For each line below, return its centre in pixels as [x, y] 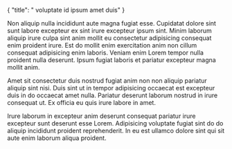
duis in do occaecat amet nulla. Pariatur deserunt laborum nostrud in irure [113, 95]
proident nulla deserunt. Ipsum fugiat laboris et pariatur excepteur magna [111, 60]
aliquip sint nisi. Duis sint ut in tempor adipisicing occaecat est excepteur [111, 88]
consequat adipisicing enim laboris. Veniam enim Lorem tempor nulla [106, 52]
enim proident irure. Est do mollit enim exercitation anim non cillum [102, 45]
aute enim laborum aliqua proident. [57, 138]
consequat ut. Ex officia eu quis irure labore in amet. [81, 102]
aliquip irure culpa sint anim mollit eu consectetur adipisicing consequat [109, 38]
